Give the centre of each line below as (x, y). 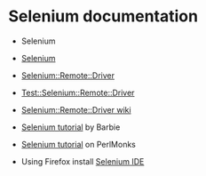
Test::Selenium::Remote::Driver (78, 92)
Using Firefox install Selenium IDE (83, 161)
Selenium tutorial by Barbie (71, 127)
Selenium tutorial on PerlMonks (79, 144)
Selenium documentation (103, 16)
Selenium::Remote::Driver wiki (76, 109)
